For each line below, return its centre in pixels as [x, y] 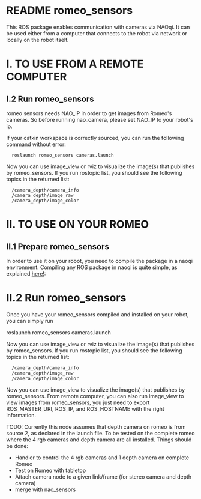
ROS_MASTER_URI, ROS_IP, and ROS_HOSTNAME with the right [85, 408]
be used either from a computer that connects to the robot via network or [97, 33]
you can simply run [30, 321]
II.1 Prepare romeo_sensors [58, 246]
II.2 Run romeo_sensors [66, 298]
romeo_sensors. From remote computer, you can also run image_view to [95, 396]
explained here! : [26, 273]
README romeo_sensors [70, 11]
